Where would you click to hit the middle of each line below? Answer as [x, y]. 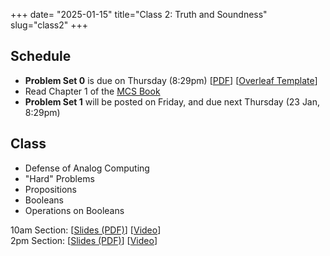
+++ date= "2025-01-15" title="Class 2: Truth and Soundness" [139, 14]
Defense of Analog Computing [87, 168]
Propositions [50, 189]
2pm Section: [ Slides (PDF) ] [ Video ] [84, 240]
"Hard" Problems [59, 178]
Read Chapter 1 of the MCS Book [92, 91]
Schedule [41, 56]
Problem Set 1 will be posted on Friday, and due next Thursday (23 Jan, [172, 101]
